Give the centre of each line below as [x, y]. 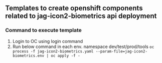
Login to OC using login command [48, 41]
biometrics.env [28, 55]
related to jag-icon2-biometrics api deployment [81, 16]
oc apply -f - [65, 55]
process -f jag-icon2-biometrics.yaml [53, 51]
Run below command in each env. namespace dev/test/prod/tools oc [83, 46]
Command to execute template [43, 30]
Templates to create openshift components [74, 8]
